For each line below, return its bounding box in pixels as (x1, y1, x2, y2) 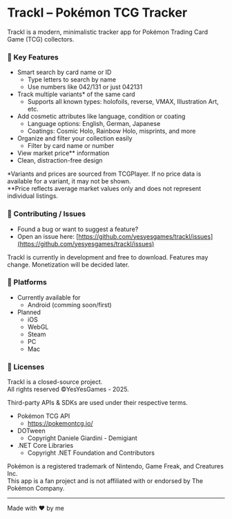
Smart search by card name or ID (17, 68, 112, 77)
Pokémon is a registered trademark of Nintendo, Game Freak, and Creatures (7, 462, 224, 471)
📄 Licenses (7, 362, 45, 372)
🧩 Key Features (7, 52, 59, 62)
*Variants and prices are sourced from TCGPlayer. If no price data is (7, 170, 202, 178)
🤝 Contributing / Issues (7, 209, 86, 219)
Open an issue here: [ (17, 232, 79, 240)
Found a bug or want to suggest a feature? (17, 225, 139, 233)
